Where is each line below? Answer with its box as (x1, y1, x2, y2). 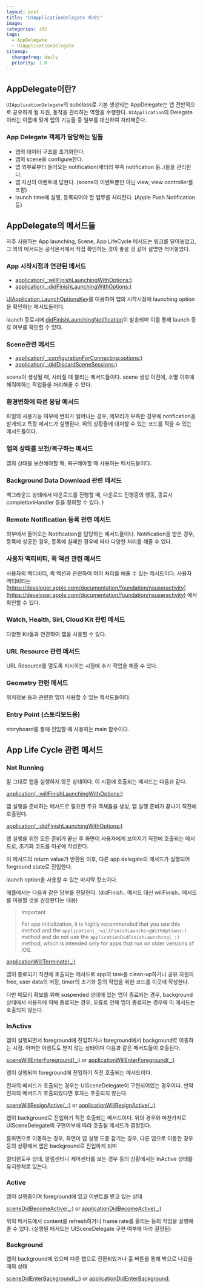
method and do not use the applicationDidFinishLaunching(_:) (21, 934, 180, 941)
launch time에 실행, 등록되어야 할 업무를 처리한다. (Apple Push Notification (15, 193, 196, 201)
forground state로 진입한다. (6, 863, 73, 870)
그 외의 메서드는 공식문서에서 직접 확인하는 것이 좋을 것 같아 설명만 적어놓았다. (6, 246, 191, 253)
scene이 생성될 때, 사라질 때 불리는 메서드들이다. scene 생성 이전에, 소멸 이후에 (6, 373, 195, 381)
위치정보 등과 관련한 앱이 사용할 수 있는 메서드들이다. (6, 694, 131, 701)
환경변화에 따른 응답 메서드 (6, 398, 80, 406)
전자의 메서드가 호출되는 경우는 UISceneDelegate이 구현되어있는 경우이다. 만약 (6, 1081, 194, 1089)
